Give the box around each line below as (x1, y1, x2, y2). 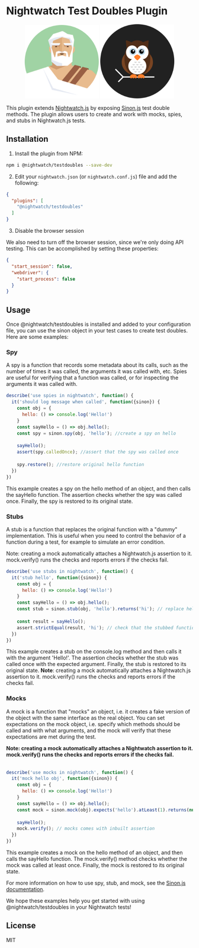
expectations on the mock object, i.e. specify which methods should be (6, 720, 181, 728)
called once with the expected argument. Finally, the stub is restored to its (6, 661, 187, 668)
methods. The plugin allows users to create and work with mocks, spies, (6, 110, 182, 118)
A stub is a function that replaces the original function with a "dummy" (6, 525, 178, 532)
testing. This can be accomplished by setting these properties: (6, 245, 159, 252)
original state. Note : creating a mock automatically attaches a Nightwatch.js (6, 667, 191, 674)
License (6, 921, 36, 931)
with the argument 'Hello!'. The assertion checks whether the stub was (6, 654, 179, 661)
